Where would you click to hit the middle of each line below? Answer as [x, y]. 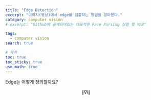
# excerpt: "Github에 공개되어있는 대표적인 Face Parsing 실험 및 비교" [76, 24]
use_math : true [21, 67]
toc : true [16, 57]
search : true [19, 43]
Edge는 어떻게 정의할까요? [32, 82]
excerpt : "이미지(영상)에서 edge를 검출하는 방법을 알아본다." [64, 15]
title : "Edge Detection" [32, 10]
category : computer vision [34, 19]
